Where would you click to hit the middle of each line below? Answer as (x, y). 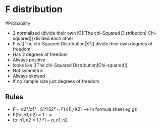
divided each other (54, 38)
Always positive (29, 59)
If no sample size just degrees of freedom (56, 81)
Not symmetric (28, 70)
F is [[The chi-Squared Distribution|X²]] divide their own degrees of (83, 43)
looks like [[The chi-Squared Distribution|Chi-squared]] (70, 65)
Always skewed (29, 76)
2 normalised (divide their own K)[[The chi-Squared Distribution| (79, 33)
